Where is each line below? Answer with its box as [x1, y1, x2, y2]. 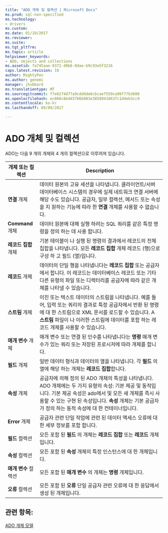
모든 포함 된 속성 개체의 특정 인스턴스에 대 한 [39, 448, 138, 455]
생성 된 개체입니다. [39, 489, 81, 496]
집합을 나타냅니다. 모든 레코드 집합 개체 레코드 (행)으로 [39, 244, 160, 251]
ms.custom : [5, 26, 28, 31]
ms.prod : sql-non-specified [5, 12, 64, 17]
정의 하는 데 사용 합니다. [49, 228, 103, 235]
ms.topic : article [5, 49, 43, 54]
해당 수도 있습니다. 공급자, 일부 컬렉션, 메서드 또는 [39, 196, 150, 203]
